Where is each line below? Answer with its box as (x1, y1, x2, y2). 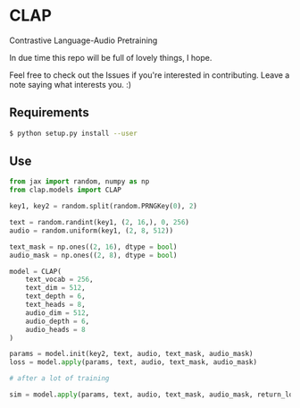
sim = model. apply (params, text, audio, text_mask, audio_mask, (9, 390, 254, 399)
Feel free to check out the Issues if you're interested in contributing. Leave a (9, 69, 290, 81)
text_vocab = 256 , (25, 275, 94, 285)
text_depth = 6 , (25, 292, 87, 301)
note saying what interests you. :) (9, 79, 132, 89)
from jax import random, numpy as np (9, 177, 150, 186)
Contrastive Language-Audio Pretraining (9, 35, 158, 46)
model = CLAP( (9, 267, 62, 276)
